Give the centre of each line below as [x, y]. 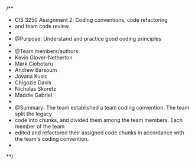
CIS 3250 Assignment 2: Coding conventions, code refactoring [91, 20]
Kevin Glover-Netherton [43, 57]
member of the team [40, 126]
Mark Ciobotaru [34, 64]
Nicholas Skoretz [35, 89]
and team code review [42, 26]
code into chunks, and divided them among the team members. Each [99, 120]
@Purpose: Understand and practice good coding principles [88, 39]
